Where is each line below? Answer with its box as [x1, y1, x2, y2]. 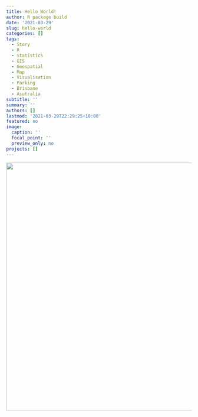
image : [6, 124, 22, 130]
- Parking [11, 80, 35, 86]
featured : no [6, 119, 38, 125]
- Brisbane [11, 86, 38, 92]
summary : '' [6, 102, 35, 108]
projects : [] [6, 146, 38, 152]
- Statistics [11, 53, 44, 58]
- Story [11, 42, 31, 48]
